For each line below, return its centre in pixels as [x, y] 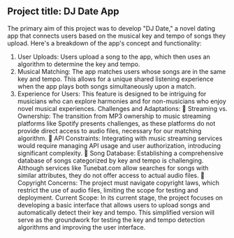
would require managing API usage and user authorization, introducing [119, 145]
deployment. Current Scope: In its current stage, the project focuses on [120, 198]
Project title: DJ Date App [63, 12]
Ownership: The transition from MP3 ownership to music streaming [114, 116]
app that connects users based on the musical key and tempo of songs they [116, 36]
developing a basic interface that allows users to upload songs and [114, 204]
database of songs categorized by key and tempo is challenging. [110, 161]
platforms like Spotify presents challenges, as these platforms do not [116, 123]
